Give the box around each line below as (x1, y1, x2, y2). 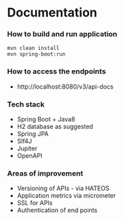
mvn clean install (7, 45, 60, 52)
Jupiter (16, 144, 38, 152)
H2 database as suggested (16, 122, 94, 131)
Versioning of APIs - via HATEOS (16, 184, 110, 193)
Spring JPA (16, 130, 49, 138)
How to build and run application (7, 30, 118, 39)
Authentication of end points (16, 206, 98, 214)
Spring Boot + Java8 (16, 115, 75, 124)
